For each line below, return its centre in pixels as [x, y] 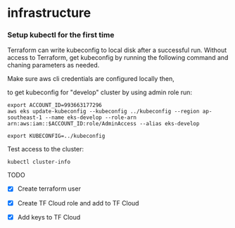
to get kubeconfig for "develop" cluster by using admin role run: [100, 92]
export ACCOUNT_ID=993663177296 [55, 106]
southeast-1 [25, 118]
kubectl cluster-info [39, 162]
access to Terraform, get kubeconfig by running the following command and [118, 58]
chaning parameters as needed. [53, 65]
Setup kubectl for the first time [61, 35]
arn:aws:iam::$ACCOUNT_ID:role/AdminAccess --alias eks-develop [103, 124]
